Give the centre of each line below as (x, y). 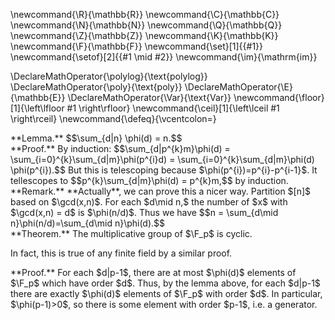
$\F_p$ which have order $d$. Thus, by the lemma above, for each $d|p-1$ (165, 283)
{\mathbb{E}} (38, 97)
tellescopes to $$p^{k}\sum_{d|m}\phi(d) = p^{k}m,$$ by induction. (149, 180)
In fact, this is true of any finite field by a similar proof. (121, 253)
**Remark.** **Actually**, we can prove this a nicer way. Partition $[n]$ (161, 191)
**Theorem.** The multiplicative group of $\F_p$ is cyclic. (131, 233)
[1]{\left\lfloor (37, 108)
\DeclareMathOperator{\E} (238, 87)
